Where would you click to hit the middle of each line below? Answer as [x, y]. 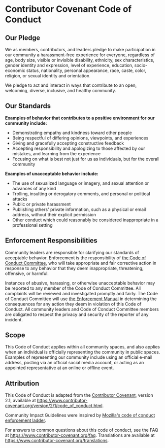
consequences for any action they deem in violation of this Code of [73, 304]
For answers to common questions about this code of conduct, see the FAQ [82, 430]
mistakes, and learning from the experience [56, 153]
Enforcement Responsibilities [51, 241]
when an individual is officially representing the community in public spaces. [82, 352]
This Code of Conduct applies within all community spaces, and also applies [82, 347]
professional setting [32, 225]
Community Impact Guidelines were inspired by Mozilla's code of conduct [80, 415]
